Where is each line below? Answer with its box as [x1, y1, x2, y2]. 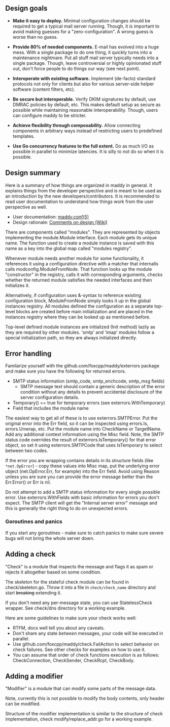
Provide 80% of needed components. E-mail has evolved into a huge [12, 43, 159, 50]
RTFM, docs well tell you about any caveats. [12, 624, 105, 631]
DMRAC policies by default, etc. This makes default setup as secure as [12, 102, 161, 108]
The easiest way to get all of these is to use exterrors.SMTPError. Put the [5, 415, 158, 421]
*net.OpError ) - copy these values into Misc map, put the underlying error [5, 463, 160, 469]
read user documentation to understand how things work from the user [5, 198, 154, 205]
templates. [12, 133, 35, 139]
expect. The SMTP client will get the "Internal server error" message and [5, 500, 157, 506]
